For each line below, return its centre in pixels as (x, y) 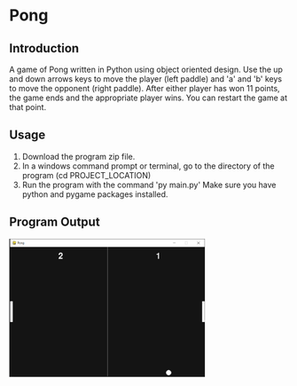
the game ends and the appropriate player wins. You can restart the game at (148, 98)
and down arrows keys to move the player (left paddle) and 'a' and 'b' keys (145, 79)
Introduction (44, 48)
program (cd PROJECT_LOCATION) (86, 175)
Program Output (55, 222)
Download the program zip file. (78, 156)
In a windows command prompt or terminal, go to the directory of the (148, 166)
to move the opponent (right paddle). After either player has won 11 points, (145, 88)
